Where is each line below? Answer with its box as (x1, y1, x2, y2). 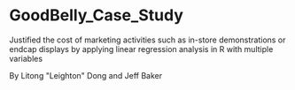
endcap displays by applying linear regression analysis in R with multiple (9, 43, 274, 54)
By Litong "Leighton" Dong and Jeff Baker (9, 70, 162, 80)
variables (9, 53, 43, 64)
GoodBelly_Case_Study (9, 5, 184, 26)
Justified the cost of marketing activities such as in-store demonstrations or (9, 34, 286, 45)
